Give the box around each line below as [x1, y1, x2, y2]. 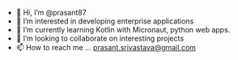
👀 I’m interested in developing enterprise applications [15, 16, 194, 26]
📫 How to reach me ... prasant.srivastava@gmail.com [15, 43, 197, 52]
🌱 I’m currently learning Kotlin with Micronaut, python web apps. [15, 25, 231, 34]
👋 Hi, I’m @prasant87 [15, 8, 87, 17]
